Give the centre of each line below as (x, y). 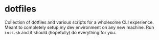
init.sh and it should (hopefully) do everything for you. (60, 32)
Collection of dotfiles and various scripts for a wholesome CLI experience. (79, 22)
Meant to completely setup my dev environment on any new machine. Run (79, 27)
